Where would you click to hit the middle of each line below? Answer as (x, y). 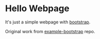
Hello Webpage (37, 9)
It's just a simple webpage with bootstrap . (48, 22)
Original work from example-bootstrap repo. (50, 31)
